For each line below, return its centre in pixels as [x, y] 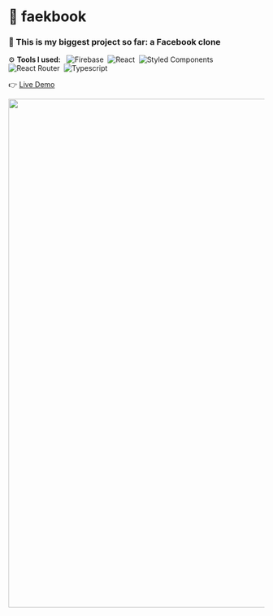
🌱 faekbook [48, 17]
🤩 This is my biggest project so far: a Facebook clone [115, 42]
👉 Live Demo [32, 85]
